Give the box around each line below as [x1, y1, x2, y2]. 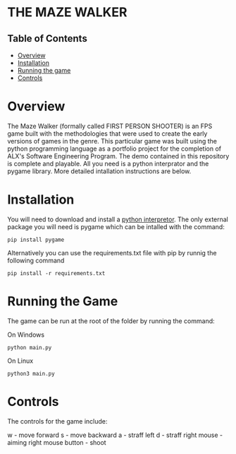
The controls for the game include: [7, 417, 108, 425]
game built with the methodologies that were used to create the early [7, 129, 208, 138]
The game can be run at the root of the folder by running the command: [7, 316, 215, 325]
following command [7, 256, 65, 264]
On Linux [7, 356, 34, 365]
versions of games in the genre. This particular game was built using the [7, 136, 217, 145]
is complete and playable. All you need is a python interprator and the [7, 159, 209, 168]
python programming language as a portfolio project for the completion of [7, 144, 222, 153]
